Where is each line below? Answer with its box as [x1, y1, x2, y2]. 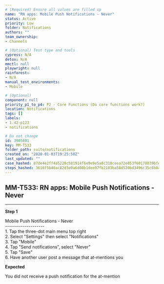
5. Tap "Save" [5, 249, 33, 255]
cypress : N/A [5, 52, 32, 57]
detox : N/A [5, 57, 27, 62]
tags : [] [5, 111, 23, 116]
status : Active [5, 16, 36, 21]
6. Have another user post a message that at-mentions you [5, 255, 123, 261]
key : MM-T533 [5, 143, 32, 148]
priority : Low [5, 21, 34, 26]
